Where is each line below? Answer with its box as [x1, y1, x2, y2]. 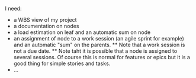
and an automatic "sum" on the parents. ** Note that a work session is [13, 41, 185, 48]
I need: [5, 5, 22, 12]
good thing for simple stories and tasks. [13, 60, 111, 67]
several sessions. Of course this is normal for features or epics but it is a [13, 54, 190, 60]
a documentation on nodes [13, 23, 80, 29]
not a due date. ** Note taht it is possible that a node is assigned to [13, 48, 178, 55]
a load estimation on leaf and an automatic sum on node [13, 29, 151, 36]
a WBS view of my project [13, 16, 77, 23]
